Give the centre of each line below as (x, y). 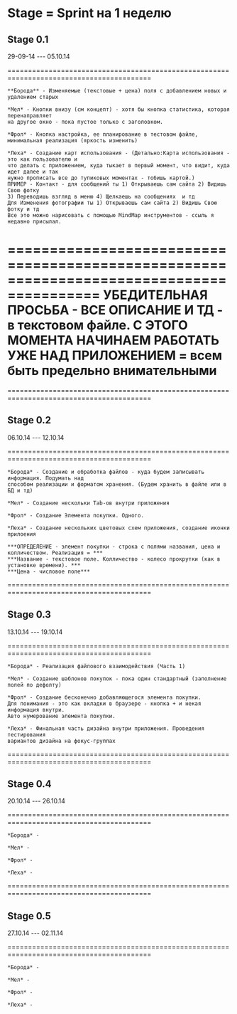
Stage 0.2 (29, 420)
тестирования (27, 734)
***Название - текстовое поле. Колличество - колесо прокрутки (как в (114, 559)
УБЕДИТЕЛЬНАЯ (155, 295)
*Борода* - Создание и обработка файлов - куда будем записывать (106, 472)
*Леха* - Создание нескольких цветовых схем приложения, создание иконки (119, 528)
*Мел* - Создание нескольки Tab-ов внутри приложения (89, 503)
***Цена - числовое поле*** (49, 571)
